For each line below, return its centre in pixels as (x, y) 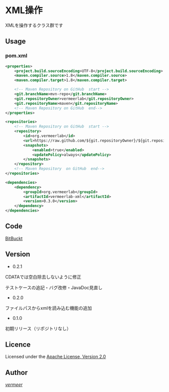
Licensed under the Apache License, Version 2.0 (56, 357)
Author (16, 373)
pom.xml (16, 56)
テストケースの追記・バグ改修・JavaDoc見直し (54, 287)
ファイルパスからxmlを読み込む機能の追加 (49, 308)
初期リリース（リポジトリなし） (38, 329)
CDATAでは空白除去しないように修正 (43, 277)
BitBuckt (14, 238)
